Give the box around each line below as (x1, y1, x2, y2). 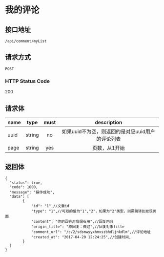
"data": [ (9, 194, 29, 199)
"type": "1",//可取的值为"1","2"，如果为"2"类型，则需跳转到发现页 (31, 209, 157, 214)
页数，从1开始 (92, 145, 125, 151)
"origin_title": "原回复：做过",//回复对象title (31, 224, 124, 229)
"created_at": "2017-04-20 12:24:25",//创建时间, (31, 235, 131, 239)
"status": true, (9, 180, 42, 185)
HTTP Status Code (5, 78, 50, 85)
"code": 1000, (9, 184, 38, 190)
